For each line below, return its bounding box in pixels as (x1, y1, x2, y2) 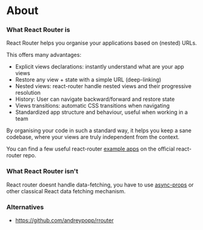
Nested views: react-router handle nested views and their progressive (15, 83, 191, 90)
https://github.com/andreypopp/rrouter (15, 217, 114, 224)
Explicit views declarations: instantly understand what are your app (15, 63, 185, 70)
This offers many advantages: (6, 51, 81, 59)
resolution (15, 89, 41, 97)
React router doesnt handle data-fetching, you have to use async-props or (6, 181, 194, 188)
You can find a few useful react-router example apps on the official (6, 145, 175, 153)
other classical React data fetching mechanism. (6, 187, 126, 195)
